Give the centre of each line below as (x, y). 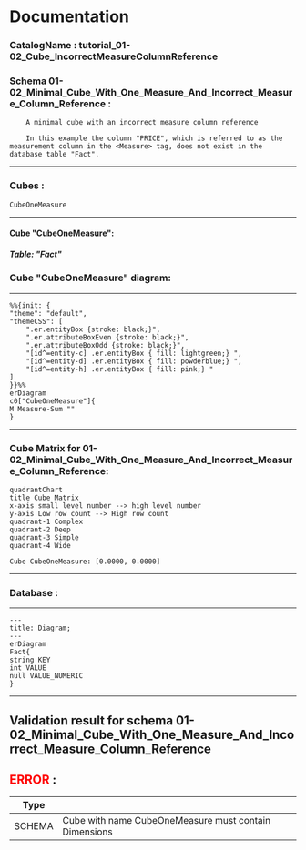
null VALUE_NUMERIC (46, 676)
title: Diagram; (40, 628)
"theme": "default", (49, 313)
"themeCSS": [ (36, 321)
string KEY (30, 660)
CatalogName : (43, 46)
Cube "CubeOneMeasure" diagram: (90, 278)
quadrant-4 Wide (40, 545)
